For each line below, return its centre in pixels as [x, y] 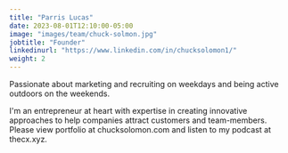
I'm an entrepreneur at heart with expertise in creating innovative [128, 111]
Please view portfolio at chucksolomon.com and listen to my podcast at [140, 129]
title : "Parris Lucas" [51, 17]
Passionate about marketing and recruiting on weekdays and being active [144, 84]
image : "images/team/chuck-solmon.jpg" [83, 34]
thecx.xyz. [28, 139]
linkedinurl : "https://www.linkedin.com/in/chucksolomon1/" [123, 51]
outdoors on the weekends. [59, 93]
